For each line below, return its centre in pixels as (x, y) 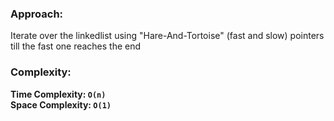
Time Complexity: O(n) (58, 94)
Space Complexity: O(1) (61, 104)
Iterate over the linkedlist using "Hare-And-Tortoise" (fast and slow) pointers (167, 36)
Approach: (37, 14)
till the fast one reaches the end (76, 46)
